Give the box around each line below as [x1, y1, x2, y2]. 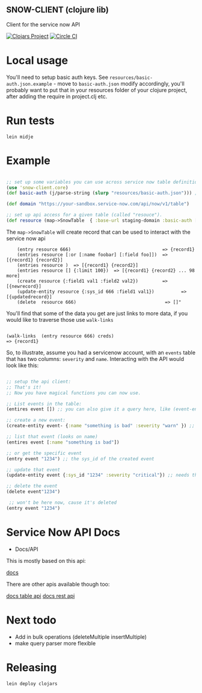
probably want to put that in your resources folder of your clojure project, [6, 86, 188, 93]
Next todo [6, 613, 57, 627]
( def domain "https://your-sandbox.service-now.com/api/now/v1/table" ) [6, 201, 189, 207]
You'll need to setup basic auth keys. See [6, 74, 108, 81]
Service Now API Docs [6, 525, 120, 539]
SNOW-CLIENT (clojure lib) [6, 5, 109, 15]
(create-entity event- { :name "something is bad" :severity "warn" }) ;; [6, 423, 195, 429]
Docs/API [14, 545, 38, 553]
